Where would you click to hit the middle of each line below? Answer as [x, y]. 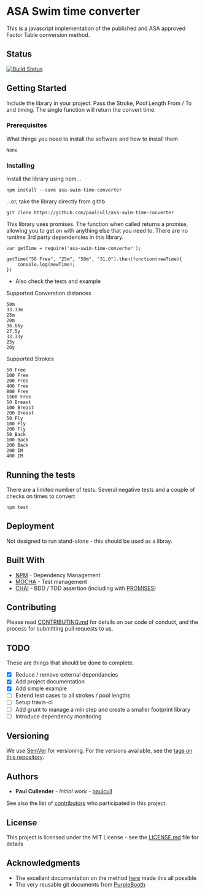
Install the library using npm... [44, 179]
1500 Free [19, 397]
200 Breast [20, 413]
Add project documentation [50, 682]
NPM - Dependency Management [58, 575]
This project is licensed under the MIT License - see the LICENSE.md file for [102, 838]
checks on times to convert [41, 496]
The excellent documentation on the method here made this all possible [106, 878]
